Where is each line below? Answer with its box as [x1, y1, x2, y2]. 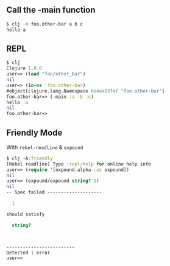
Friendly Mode [6, 127, 63, 138]
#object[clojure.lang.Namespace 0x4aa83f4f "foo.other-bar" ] [6, 88, 165, 94]
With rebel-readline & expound [6, 143, 83, 151]
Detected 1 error [6, 250, 51, 256]
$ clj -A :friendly [6, 155, 53, 161]
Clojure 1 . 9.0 [6, 65, 43, 72]
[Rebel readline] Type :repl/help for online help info [6, 161, 151, 167]
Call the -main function [6, 5, 96, 15]
